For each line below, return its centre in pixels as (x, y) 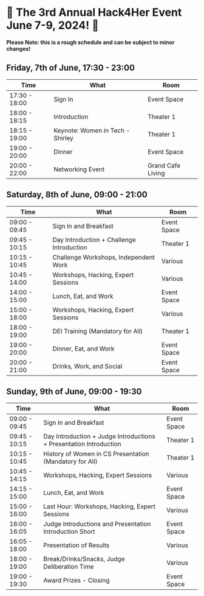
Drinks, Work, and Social (87, 366)
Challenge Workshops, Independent (104, 257)
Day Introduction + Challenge (94, 239)
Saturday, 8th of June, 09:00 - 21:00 (77, 195)
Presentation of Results (76, 545)
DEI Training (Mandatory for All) (98, 331)
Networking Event (79, 169)
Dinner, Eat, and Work (83, 349)
